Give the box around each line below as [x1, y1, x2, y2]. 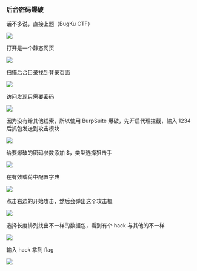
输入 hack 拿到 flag [6, 246, 54, 253]
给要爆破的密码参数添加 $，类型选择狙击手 [6, 149, 112, 156]
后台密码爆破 [6, 5, 44, 13]
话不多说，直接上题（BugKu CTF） [6, 20, 93, 28]
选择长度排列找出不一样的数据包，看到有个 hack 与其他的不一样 [6, 222, 165, 229]
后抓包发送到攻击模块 [6, 125, 59, 132]
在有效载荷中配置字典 [6, 173, 59, 181]
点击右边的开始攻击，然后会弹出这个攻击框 [6, 198, 113, 205]
